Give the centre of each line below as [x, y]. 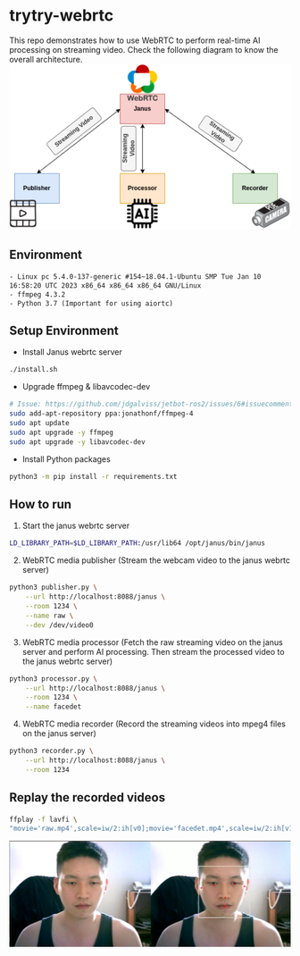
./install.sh [33, 370]
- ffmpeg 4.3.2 [37, 294]
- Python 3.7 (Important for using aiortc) [92, 303]
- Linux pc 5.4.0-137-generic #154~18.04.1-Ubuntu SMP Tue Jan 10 [135, 277]
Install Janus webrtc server [72, 352]
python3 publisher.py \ [54, 587]
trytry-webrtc [62, 16]
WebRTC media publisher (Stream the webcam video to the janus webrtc [156, 560]
